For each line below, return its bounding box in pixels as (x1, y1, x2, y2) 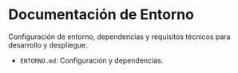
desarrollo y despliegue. (8, 40, 88, 49)
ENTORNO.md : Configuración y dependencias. (19, 56, 164, 65)
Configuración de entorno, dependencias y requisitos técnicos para (8, 32, 231, 41)
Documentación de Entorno (8, 6, 194, 24)
